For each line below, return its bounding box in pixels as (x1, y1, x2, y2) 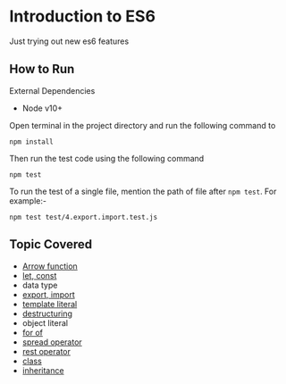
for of (21, 327, 43, 338)
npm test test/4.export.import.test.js (9, 213, 158, 221)
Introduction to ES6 (9, 6, 156, 27)
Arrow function (21, 261, 78, 271)
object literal (21, 317, 69, 328)
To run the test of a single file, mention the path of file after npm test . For (9, 186, 277, 196)
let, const (21, 270, 57, 280)
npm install (9, 137, 54, 146)
